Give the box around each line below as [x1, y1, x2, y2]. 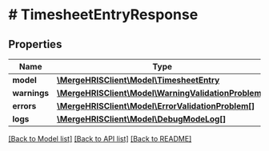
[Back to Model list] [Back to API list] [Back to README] [8, 134, 192, 143]
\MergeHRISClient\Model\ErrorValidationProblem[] [56, 101, 255, 111]
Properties [8, 38, 62, 51]
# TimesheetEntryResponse [8, 6, 199, 24]
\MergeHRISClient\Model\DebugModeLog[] [56, 113, 227, 125]
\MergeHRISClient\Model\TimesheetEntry [56, 74, 220, 85]
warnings [12, 88, 50, 98]
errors [12, 101, 37, 111]
